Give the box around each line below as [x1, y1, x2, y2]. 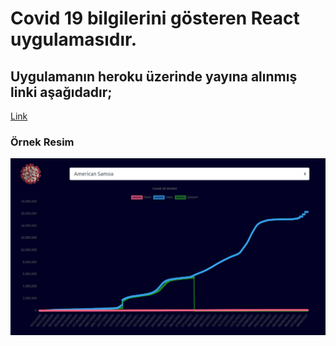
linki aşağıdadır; [10, 83, 113, 101]
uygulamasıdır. [10, 28, 138, 51]
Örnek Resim [10, 135, 75, 149]
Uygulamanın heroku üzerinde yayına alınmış [10, 68, 298, 85]
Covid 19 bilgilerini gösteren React [10, 7, 300, 30]
